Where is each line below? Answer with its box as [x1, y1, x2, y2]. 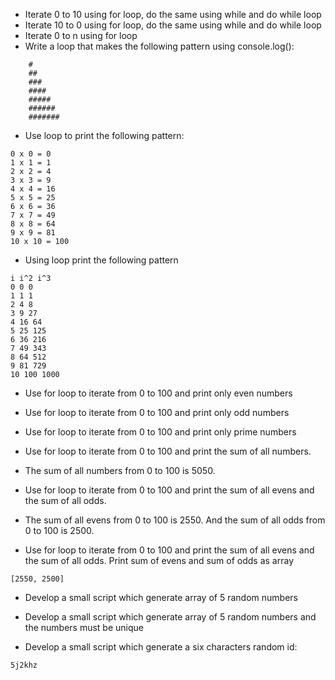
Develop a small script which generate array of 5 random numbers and [24, 611, 317, 623]
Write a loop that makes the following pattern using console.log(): [24, 40, 295, 52]
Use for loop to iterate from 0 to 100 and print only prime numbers [24, 426, 297, 438]
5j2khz [10, 660, 38, 670]
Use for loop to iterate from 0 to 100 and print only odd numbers [24, 407, 290, 418]
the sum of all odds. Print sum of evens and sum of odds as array [24, 555, 294, 566]
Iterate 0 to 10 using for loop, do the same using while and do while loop [24, 9, 322, 20]
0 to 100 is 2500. [24, 525, 95, 536]
